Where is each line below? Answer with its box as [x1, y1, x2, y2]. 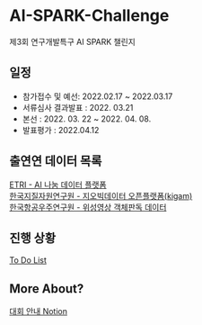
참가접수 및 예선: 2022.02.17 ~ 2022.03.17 [22, 91, 173, 102]
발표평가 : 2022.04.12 [22, 124, 100, 135]
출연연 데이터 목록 [9, 154, 102, 169]
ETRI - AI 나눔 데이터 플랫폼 [9, 179, 107, 190]
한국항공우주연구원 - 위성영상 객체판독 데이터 [9, 202, 167, 212]
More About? [9, 281, 84, 296]
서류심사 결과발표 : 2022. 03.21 [22, 102, 134, 113]
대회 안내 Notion [9, 306, 67, 317]
